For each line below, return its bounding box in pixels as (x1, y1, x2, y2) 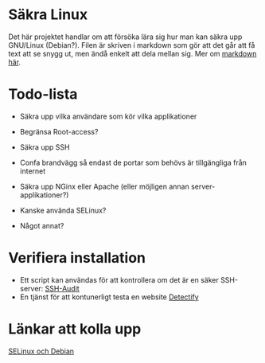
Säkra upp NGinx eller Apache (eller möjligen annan (19, 181, 189, 191)
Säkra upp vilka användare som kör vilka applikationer (19, 111, 197, 121)
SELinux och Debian (8, 346, 74, 356)
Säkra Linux (8, 6, 88, 24)
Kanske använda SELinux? (19, 205, 107, 215)
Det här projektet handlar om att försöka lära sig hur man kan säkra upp (8, 32, 243, 41)
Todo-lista (8, 85, 78, 103)
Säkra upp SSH (19, 142, 70, 152)
